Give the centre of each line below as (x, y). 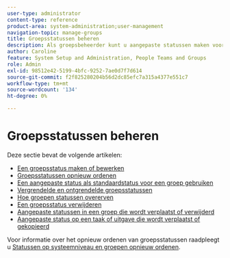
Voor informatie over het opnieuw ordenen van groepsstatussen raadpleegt (113, 240)
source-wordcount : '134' (42, 90)
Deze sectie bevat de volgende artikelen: (65, 155)
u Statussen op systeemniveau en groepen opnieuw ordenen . (94, 246)
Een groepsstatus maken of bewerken (71, 168)
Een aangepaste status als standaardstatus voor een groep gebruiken (115, 183)
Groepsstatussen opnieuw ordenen (67, 175)
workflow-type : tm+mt (38, 83)
